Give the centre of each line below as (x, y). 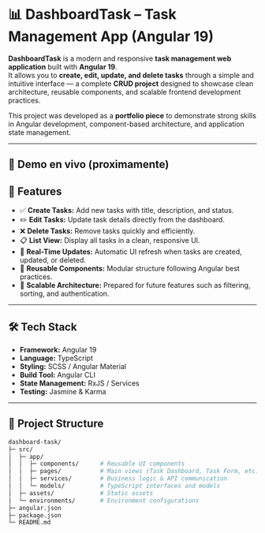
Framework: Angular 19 (58, 349)
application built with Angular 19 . (63, 66)
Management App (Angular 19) (111, 37)
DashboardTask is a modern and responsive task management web (120, 58)
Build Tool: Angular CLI (58, 375)
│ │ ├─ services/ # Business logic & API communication (118, 479)
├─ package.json (35, 515)
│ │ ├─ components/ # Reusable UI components (97, 464)
